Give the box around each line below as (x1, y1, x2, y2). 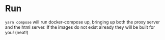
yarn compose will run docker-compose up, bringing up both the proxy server (5, 19, 160, 25)
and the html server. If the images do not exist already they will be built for (5, 24, 155, 30)
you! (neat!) (5, 29, 28, 35)
